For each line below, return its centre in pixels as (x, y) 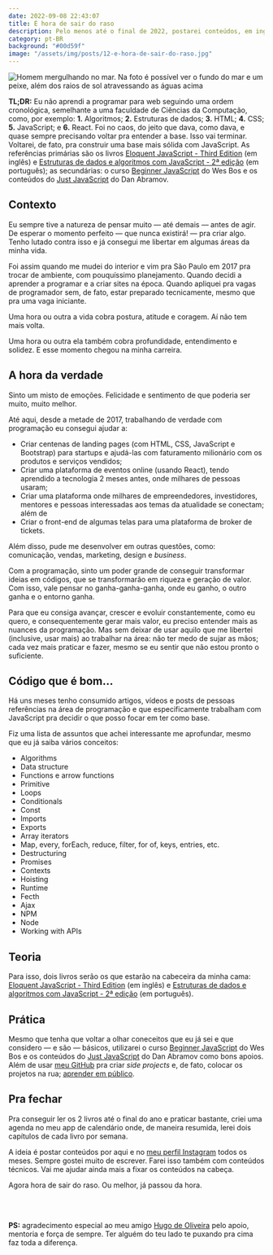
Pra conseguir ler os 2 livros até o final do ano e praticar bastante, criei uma (135, 1119)
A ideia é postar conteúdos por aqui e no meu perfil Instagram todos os (128, 1152)
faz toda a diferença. (43, 1242)
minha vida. (28, 250)
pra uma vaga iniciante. (48, 301)
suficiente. (26, 656)
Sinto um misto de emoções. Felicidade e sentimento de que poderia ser (130, 395)
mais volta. (26, 325)
